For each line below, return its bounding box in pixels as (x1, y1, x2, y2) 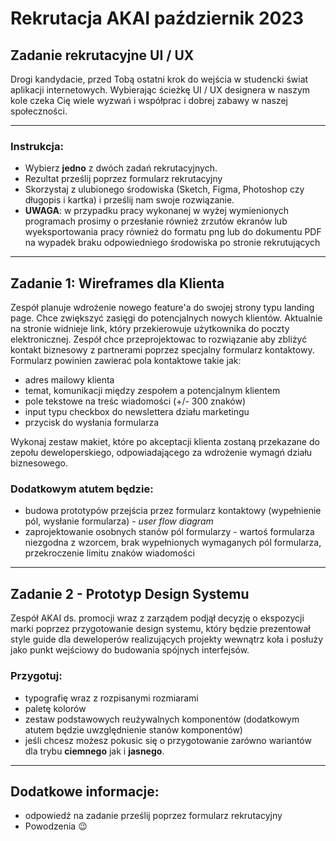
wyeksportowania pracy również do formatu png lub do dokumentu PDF (24, 226, 322, 238)
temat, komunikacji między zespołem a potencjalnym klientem (24, 385, 281, 397)
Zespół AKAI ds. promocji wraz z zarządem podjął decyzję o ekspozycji (10, 612, 305, 624)
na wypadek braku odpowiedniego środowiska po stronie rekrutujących (24, 237, 321, 249)
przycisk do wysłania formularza (24, 417, 160, 429)
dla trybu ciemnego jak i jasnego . (24, 745, 165, 757)
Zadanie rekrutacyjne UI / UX (10, 47, 195, 64)
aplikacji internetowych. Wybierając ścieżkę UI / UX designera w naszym (10, 84, 311, 96)
